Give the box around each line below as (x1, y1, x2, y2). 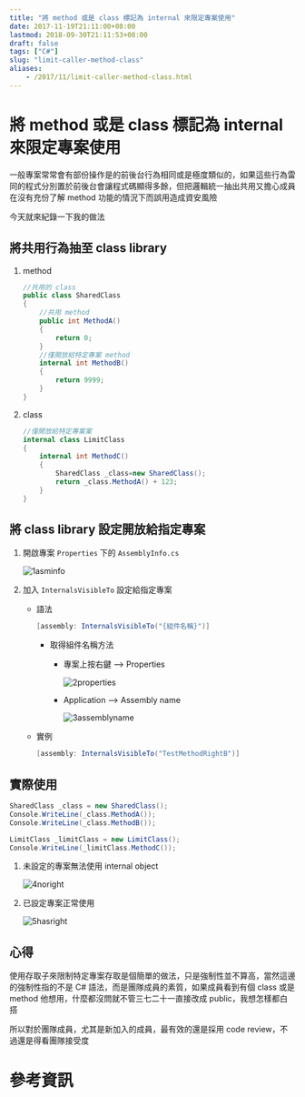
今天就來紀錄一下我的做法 (9, 211, 105, 222)
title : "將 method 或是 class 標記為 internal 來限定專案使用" (9, 13, 236, 23)
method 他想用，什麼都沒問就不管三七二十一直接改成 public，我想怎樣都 (9, 993, 280, 1004)
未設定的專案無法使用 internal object (22, 860, 159, 871)
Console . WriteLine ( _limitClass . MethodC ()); (9, 843, 177, 852)
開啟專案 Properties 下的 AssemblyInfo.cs (22, 548, 180, 559)
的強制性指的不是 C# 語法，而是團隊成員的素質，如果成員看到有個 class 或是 (9, 981, 295, 992)
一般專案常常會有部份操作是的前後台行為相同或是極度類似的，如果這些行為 (9, 169, 288, 180)
